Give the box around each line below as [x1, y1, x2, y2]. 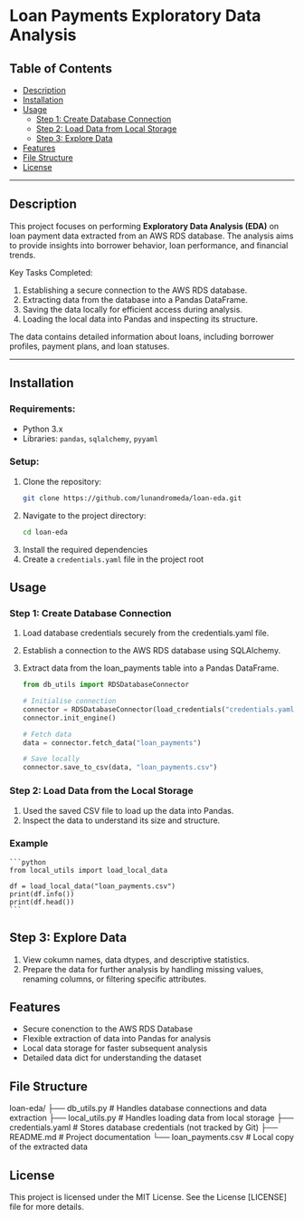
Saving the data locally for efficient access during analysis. [22, 304, 242, 314]
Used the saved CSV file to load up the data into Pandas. [22, 805, 234, 816]
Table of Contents [9, 61, 113, 76]
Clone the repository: [22, 476, 102, 487]
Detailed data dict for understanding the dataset [22, 1052, 202, 1063]
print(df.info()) [9, 889, 75, 898]
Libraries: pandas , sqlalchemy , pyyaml [22, 432, 158, 444]
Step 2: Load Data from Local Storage [35, 123, 177, 134]
